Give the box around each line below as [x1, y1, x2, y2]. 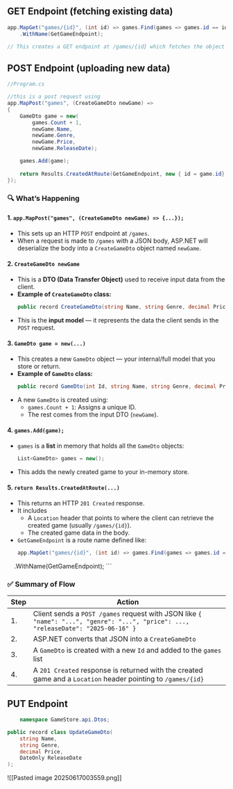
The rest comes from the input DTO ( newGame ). [27, 410, 159, 418]
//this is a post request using [7, 93, 101, 100]
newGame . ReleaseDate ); [32, 145, 98, 152]
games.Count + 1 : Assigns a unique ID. [27, 402, 137, 411]
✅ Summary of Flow [7, 579, 76, 589]
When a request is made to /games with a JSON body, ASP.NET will [17, 236, 208, 245]
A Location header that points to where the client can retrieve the [27, 514, 214, 522]
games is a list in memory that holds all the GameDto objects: [17, 441, 184, 450]
